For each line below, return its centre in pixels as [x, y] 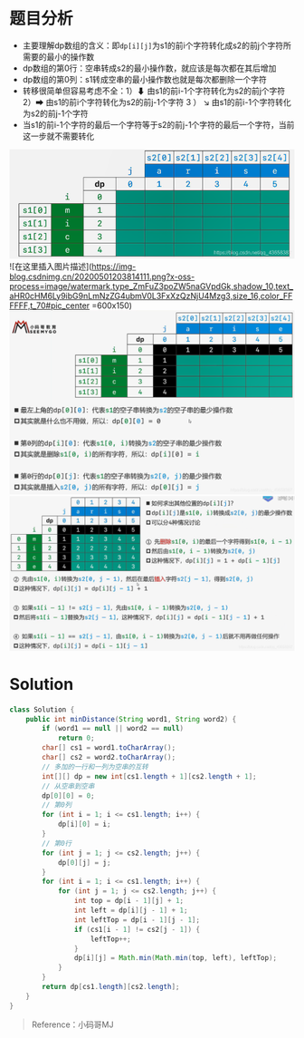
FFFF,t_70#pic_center [50, 306]
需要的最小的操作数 [58, 56]
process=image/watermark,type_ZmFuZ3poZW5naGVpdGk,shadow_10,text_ [152, 286]
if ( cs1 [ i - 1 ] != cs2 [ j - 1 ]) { [137, 929]
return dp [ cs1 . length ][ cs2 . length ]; [111, 987]
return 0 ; [76, 738]
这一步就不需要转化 [58, 136]
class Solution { [42, 709]
